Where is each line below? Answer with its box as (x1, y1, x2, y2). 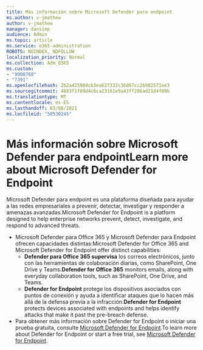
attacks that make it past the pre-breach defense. (24, 311, 149, 318)
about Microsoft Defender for (6, 163, 157, 177)
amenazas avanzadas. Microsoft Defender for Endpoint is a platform (6, 209, 176, 216)
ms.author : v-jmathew (6, 15, 61, 21)
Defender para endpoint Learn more (6, 150, 188, 164)
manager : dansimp (6, 26, 50, 32)
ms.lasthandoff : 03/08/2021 (6, 105, 78, 111)
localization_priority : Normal (6, 54, 86, 60)
